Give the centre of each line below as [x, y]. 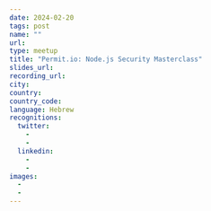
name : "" [26, 34]
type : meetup [34, 51]
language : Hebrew [42, 110]
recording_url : [38, 76]
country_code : [36, 101]
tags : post [30, 26]
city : [19, 84]
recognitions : [36, 118]
